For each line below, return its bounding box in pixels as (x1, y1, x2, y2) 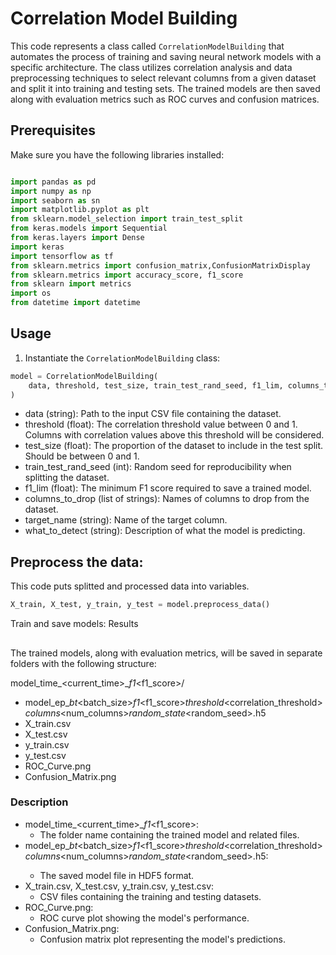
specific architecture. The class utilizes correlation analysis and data (10, 61, 293, 73)
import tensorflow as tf (10, 251, 114, 261)
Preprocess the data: (10, 553, 144, 571)
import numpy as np (10, 186, 92, 196)
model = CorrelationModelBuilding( (10, 371, 159, 381)
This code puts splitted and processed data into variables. (10, 580, 250, 592)
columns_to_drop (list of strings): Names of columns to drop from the (24, 493, 310, 505)
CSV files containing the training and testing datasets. (39, 890, 262, 902)
